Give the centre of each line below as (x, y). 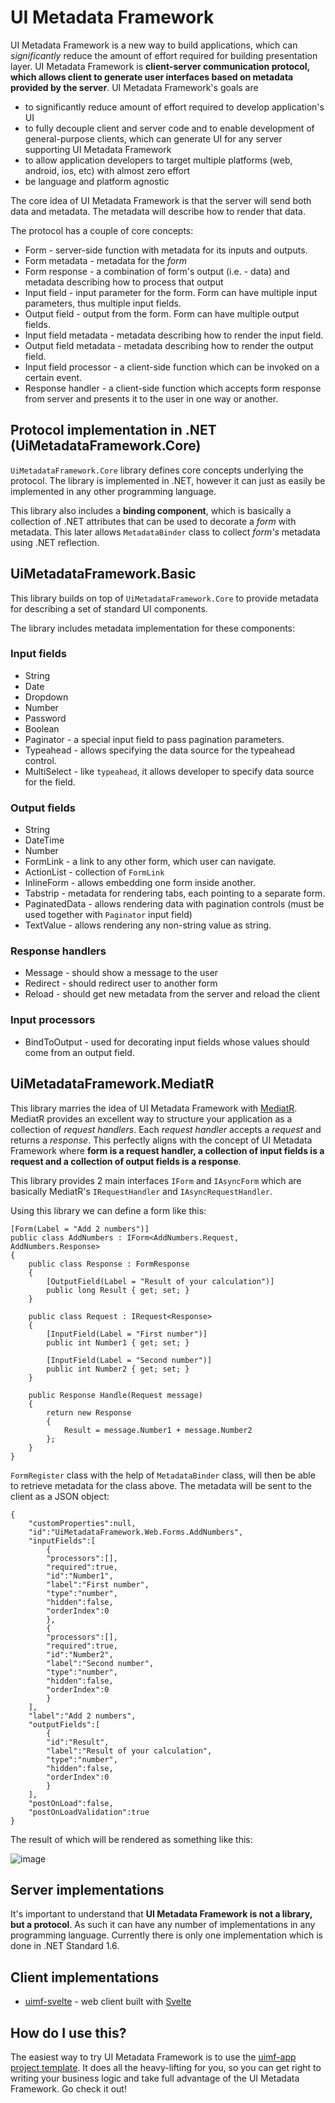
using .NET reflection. (55, 542)
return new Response (89, 1412)
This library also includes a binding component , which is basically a (151, 510)
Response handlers (58, 951)
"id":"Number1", (80, 1576)
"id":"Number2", (80, 1654)
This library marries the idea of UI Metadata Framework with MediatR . (154, 1108)
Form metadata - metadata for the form (105, 260)
